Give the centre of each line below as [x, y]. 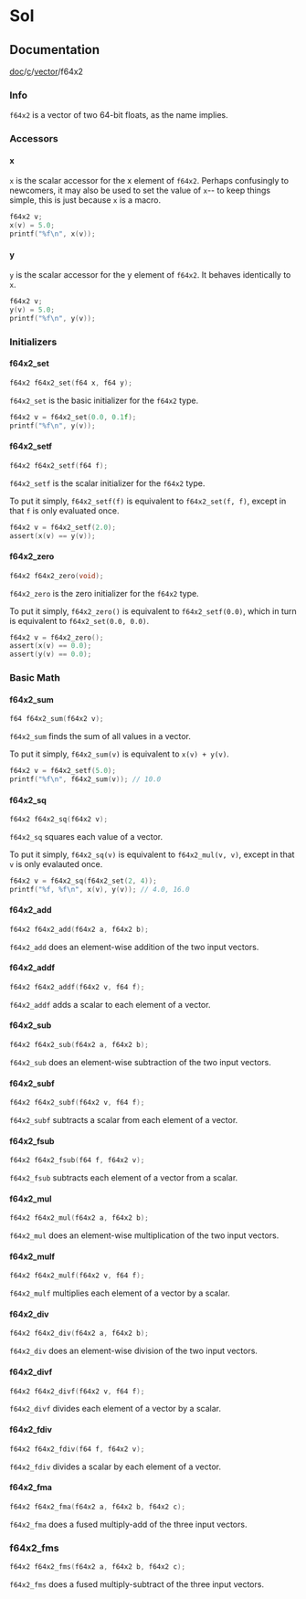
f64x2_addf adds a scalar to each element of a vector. [110, 1004]
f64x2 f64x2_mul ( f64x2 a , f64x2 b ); [79, 1218]
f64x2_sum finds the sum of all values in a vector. [100, 736]
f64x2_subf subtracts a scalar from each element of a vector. [124, 1120]
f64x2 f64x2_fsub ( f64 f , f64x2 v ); [77, 1160]
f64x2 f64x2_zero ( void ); [57, 576]
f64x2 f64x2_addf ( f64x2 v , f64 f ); [77, 988]
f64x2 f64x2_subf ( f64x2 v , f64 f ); [77, 1103]
